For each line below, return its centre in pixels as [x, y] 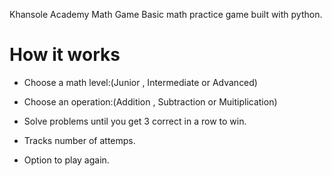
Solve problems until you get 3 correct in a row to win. [135, 121]
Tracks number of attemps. [79, 140]
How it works [65, 55]
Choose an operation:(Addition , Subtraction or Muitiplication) [150, 101]
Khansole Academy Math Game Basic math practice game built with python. [166, 14]
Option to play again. [66, 160]
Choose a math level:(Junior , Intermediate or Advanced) [140, 82]
